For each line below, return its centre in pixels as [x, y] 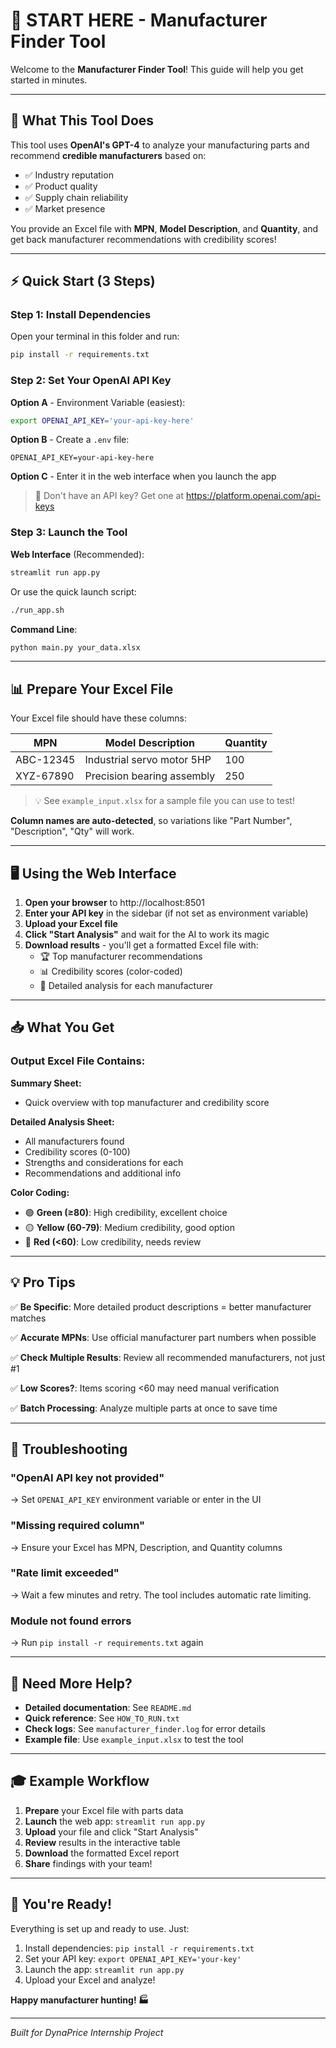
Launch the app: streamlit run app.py [104, 1969]
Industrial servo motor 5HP [148, 760]
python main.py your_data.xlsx [75, 647]
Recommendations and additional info [103, 1173]
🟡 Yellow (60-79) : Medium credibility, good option [130, 1227]
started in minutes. [49, 80]
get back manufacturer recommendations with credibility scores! [143, 239]
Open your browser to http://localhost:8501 [114, 903]
